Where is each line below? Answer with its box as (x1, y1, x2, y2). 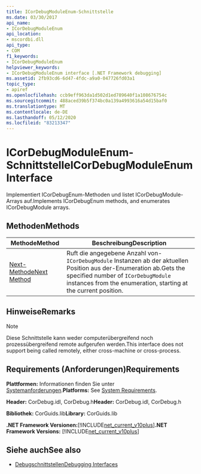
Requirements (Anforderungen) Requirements (6, 364, 179, 375)
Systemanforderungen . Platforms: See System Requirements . (6, 387, 157, 394)
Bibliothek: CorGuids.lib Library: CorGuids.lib (6, 409, 118, 417)
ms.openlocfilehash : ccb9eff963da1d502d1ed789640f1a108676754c (6, 92, 167, 98)
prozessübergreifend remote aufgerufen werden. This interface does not (6, 341, 184, 348)
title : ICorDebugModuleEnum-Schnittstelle (6, 8, 114, 15)
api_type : (6, 42, 31, 48)
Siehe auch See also (6, 445, 81, 455)
